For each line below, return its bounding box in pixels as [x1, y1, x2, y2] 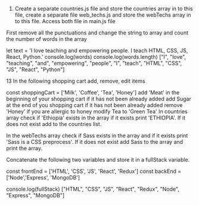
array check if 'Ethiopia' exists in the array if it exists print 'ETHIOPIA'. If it [6, 114, 186, 121]
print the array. [6, 145, 43, 152]
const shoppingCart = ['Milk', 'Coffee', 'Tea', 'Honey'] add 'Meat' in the [6, 89, 180, 96]
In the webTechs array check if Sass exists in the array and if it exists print [6, 132, 188, 139]
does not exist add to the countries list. [6, 121, 102, 127]
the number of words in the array [6, 36, 88, 42]
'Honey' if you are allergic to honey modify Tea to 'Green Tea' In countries [6, 108, 188, 115]
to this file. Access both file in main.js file [14, 18, 116, 24]
